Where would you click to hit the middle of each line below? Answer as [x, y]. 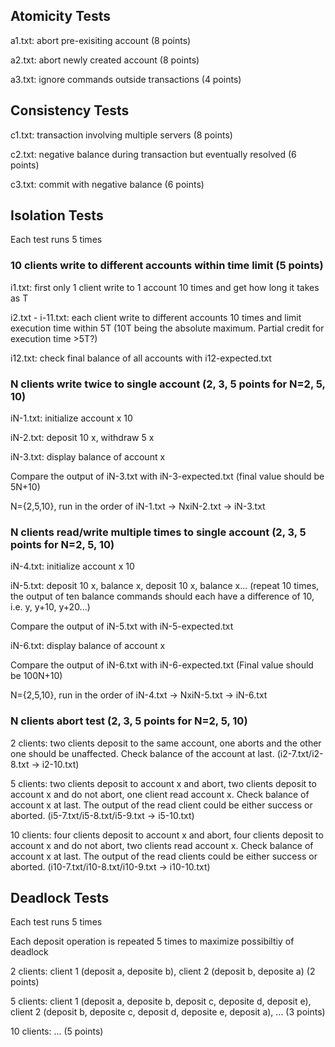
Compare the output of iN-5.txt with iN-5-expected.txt [122, 626]
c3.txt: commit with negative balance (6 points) [107, 184]
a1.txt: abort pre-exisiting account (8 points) [101, 40]
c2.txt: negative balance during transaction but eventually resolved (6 [153, 154]
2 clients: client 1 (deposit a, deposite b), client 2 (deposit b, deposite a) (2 [163, 971]
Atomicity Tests [61, 16]
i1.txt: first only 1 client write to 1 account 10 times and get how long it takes [165, 287]
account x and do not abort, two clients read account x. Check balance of [162, 845]
